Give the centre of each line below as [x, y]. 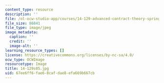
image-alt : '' [24, 46]
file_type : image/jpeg [28, 28]
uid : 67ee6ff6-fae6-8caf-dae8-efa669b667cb [50, 73]
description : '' [21, 14]
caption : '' [22, 37]
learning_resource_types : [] [35, 50]
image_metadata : [21, 32]
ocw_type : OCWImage [25, 60]
